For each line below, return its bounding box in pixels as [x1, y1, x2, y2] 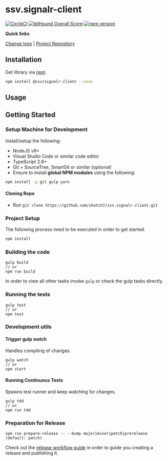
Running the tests [5, 291, 50, 298]
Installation [5, 55, 42, 64]
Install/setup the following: [5, 138, 61, 144]
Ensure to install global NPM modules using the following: [12, 169, 136, 176]
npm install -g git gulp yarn [5, 179, 70, 184]
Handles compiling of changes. [5, 348, 71, 354]
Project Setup [5, 215, 40, 222]
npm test [5, 312, 24, 317]
